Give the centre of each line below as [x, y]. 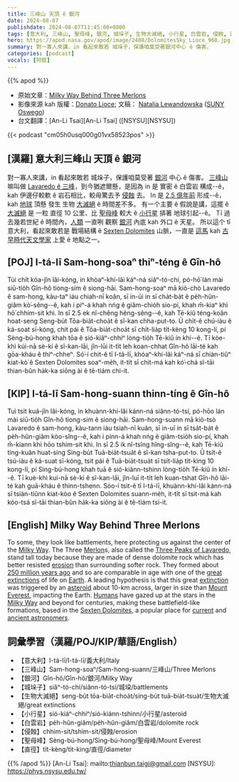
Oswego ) [31, 112]
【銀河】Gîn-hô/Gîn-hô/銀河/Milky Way [75, 678]
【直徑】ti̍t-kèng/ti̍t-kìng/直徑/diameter [75, 749]
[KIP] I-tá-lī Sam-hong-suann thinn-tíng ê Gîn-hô [118, 393]
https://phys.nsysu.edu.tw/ [47, 771]
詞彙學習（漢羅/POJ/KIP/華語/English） [95, 642]
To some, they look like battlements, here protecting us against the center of [119, 542]
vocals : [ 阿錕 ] [29, 60]
